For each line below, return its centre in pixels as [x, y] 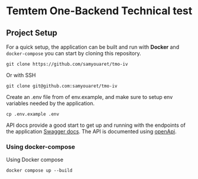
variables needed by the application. [51, 103]
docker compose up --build [39, 171]
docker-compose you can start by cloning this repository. [74, 53]
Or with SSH [21, 75]
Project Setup [32, 33]
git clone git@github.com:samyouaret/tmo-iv [62, 86]
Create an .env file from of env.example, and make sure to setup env [90, 97]
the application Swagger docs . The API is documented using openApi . [91, 131]
